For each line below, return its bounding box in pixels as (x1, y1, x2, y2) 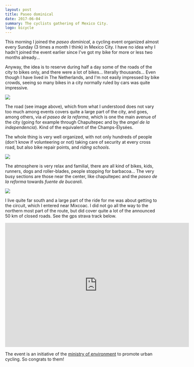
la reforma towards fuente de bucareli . (5, 179, 83, 184)
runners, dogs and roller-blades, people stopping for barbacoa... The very (5, 168, 154, 174)
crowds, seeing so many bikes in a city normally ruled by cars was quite (5, 79, 150, 86)
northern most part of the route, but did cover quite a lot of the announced (5, 208, 155, 214)
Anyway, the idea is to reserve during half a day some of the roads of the (5, 64, 152, 70)
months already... (5, 54, 40, 60)
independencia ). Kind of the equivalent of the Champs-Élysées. (5, 125, 134, 131)
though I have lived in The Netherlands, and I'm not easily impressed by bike (5, 75, 160, 80)
